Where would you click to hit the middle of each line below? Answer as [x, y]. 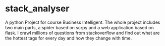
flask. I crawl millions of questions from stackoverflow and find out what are [82, 33]
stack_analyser [37, 9]
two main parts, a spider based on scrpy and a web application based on [80, 27]
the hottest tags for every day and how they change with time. [69, 38]
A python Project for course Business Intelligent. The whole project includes [82, 22]
